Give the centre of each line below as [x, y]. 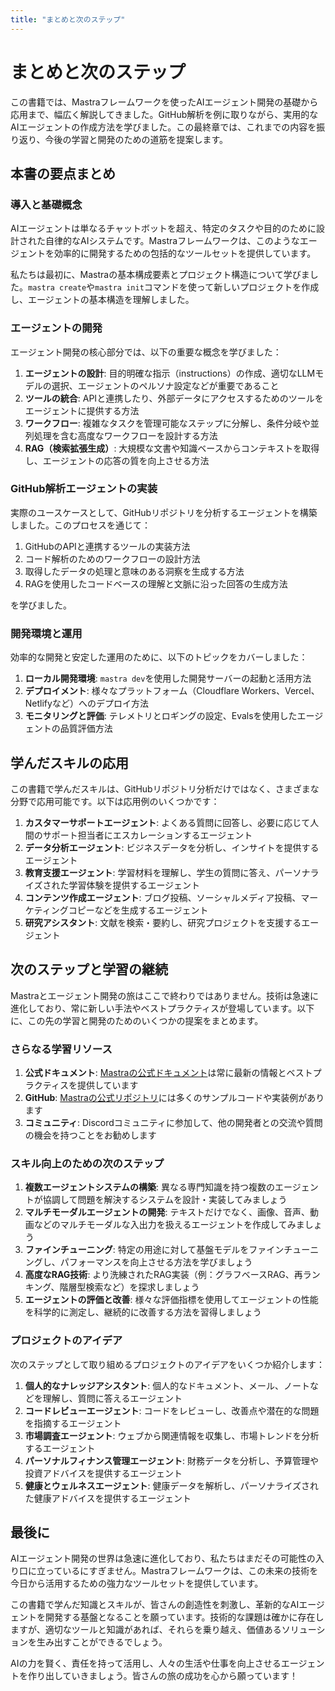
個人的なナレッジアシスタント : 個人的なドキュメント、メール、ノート [167, 1385]
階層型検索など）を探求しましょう [129, 1287]
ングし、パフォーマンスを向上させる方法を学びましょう [138, 1262]
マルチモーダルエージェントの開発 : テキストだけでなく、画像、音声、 [167, 1212]
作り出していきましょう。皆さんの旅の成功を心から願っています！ [163, 1676]
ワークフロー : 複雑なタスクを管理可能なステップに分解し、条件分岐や [167, 423]
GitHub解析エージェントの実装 [84, 489]
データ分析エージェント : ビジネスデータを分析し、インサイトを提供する [172, 847]
